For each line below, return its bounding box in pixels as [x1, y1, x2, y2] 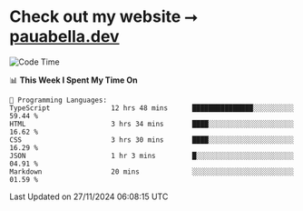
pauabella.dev [9, 26, 120, 47]
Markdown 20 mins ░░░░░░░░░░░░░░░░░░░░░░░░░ [9, 166, 295, 176]
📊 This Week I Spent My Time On [9, 75, 138, 85]
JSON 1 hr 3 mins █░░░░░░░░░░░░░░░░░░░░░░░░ [9, 151, 295, 160]
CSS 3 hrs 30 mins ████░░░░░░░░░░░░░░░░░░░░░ [9, 135, 295, 145]
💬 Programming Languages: [9, 95, 107, 105]
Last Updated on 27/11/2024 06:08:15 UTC [9, 191, 169, 202]
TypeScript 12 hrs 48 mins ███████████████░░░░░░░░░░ [9, 103, 295, 113]
